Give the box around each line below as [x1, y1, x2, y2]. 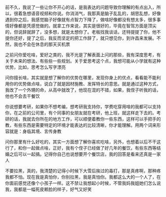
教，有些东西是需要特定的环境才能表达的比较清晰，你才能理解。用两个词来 [5, 122, 157, 128]
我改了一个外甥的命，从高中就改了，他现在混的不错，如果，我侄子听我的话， [5, 87, 161, 93]
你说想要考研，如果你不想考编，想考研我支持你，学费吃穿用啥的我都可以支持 [5, 104, 161, 110]
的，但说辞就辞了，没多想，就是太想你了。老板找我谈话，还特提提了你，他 [5, 29, 157, 35]
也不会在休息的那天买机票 [18, 41, 70, 47]
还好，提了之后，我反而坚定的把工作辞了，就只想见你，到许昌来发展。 [13, 35, 157, 41]
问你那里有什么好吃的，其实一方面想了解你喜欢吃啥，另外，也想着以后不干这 [5, 139, 161, 145]
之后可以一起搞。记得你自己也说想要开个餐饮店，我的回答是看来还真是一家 [9, 151, 161, 157]
